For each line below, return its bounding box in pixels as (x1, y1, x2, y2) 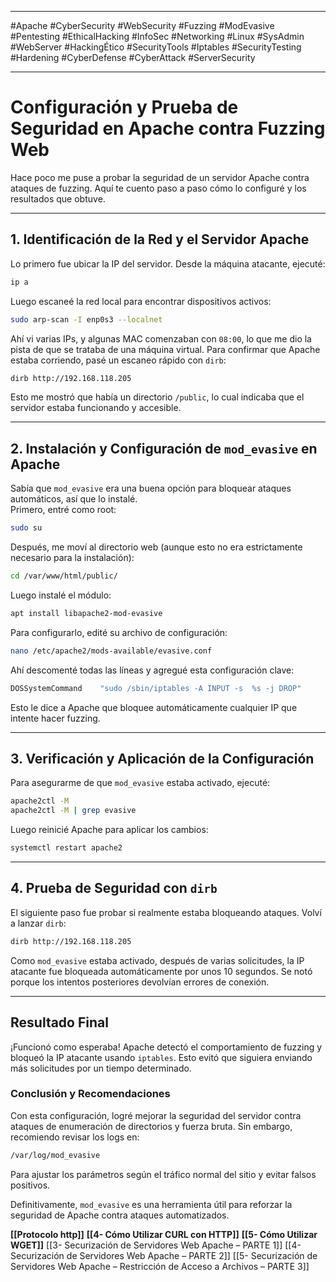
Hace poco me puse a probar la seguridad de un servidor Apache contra (10, 171, 310, 183)
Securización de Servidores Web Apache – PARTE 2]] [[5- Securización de (10, 1249, 318, 1261)
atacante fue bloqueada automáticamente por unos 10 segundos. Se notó (10, 965, 313, 977)
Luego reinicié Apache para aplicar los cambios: (10, 824, 209, 836)
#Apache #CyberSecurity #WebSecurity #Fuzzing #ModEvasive (10, 20, 275, 31)
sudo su (10, 523, 43, 533)
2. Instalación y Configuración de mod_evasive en (10, 440, 318, 457)
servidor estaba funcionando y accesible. (10, 402, 182, 414)
